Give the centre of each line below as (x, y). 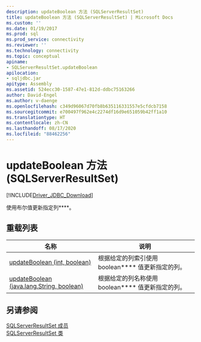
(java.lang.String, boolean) (46, 286)
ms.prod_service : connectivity (45, 39)
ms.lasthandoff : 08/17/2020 (41, 129)
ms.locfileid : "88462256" (38, 134)
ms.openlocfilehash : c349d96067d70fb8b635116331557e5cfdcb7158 (87, 106)
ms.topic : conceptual (33, 56)
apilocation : (22, 73)
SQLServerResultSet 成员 (37, 326)
